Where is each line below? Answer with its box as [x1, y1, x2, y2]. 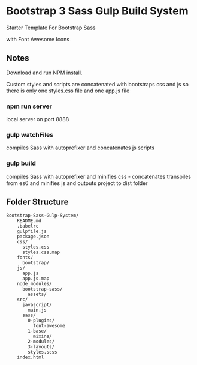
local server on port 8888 [6, 116, 69, 123]
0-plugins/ [28, 318, 55, 324]
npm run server [6, 102, 52, 110]
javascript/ [22, 302, 52, 308]
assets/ [28, 291, 47, 298]
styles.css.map [22, 249, 60, 256]
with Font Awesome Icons [6, 35, 70, 43]
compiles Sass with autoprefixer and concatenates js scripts [6, 144, 155, 151]
